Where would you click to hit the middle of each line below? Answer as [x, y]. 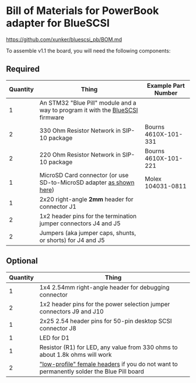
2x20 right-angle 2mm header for [86, 199]
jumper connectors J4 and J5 [80, 223]
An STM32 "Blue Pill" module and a [88, 102]
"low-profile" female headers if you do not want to [108, 364]
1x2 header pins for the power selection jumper [105, 304]
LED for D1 [55, 337]
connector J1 [58, 206]
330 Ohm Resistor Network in [80, 130]
